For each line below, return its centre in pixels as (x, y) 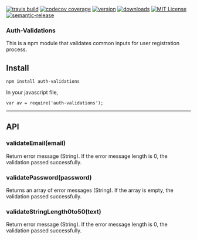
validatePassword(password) (49, 177)
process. (17, 49)
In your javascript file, (32, 92)
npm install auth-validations (43, 82)
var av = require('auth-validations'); (55, 103)
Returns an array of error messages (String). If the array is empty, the (90, 190)
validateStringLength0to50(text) (54, 212)
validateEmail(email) (36, 143)
